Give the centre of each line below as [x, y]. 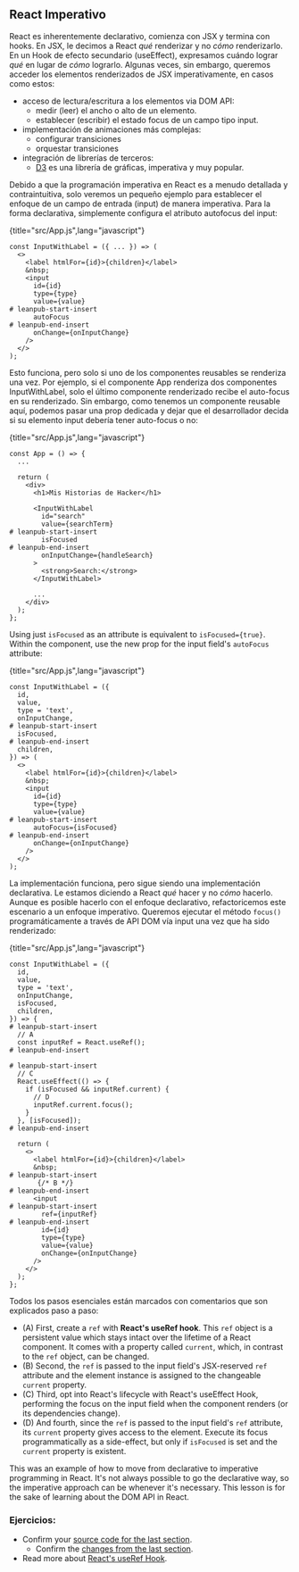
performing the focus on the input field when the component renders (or [155, 1403]
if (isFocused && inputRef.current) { [97, 1089]
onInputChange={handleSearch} [97, 555]
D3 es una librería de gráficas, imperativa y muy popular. [140, 167]
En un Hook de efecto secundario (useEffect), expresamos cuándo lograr [144, 55]
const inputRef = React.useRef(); [81, 1042]
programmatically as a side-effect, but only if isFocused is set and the [150, 1442]
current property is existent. [74, 1451]
